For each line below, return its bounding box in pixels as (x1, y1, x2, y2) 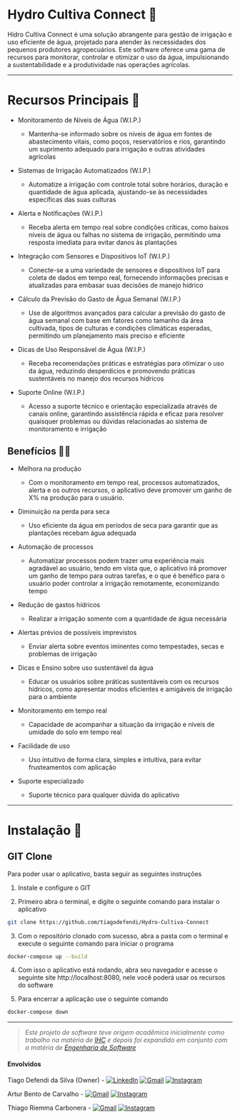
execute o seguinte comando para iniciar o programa (17, 939, 174, 948)
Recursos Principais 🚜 (7, 92, 141, 109)
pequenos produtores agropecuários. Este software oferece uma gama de (7, 45, 226, 54)
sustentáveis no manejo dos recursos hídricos (28, 374, 164, 383)
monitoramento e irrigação (28, 424, 107, 433)
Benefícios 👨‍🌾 (7, 446, 71, 458)
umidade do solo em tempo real (28, 728, 122, 736)
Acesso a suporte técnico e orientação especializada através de (28, 401, 218, 410)
